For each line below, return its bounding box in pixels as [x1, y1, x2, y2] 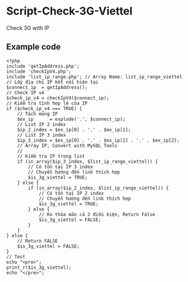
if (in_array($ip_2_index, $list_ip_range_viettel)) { [28, 185, 169, 191]
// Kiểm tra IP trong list [17, 153, 85, 159]
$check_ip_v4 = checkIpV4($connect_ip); [6, 95, 110, 101]
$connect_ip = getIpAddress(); [6, 84, 88, 90]
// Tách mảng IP [17, 111, 59, 117]
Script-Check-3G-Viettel [6, 4, 133, 18]
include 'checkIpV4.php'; [6, 68, 71, 74]
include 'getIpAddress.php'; [6, 63, 80, 69]
